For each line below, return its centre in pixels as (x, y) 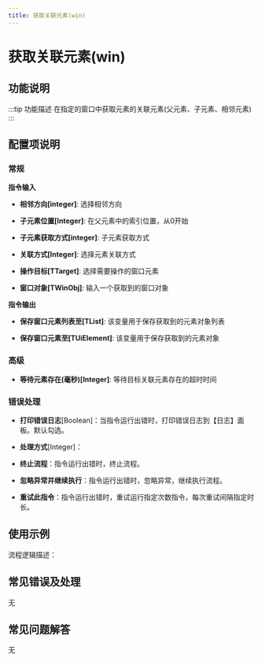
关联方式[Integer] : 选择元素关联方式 (77, 255)
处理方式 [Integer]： (51, 447)
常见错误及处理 (44, 582)
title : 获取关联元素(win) (47, 15)
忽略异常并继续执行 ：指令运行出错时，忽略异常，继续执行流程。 (123, 480)
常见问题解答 (39, 629)
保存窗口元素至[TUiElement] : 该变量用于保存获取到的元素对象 (120, 338)
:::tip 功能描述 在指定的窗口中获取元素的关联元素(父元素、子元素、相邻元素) (130, 109)
